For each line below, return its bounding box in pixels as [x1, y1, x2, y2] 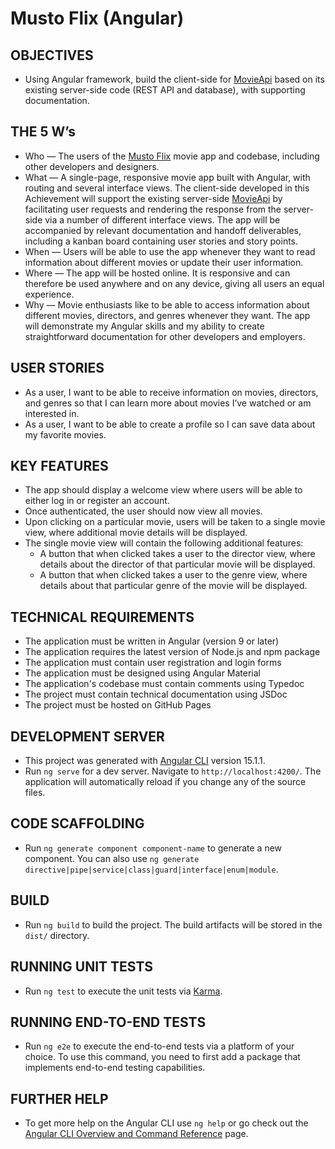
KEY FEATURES [10, 458, 109, 475]
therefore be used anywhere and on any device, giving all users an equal [24, 277, 325, 289]
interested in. [24, 407, 80, 419]
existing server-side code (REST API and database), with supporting [24, 84, 306, 96]
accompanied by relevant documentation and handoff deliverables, [24, 224, 302, 236]
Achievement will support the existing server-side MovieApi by [24, 192, 283, 204]
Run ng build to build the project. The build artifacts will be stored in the [24, 918, 323, 931]
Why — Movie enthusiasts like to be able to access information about [24, 298, 310, 311]
